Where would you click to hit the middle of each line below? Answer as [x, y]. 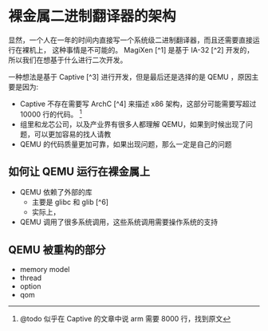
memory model [45, 270]
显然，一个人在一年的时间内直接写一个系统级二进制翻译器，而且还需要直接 [130, 40]
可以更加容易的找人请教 [73, 134]
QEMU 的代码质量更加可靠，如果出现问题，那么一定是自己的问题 [126, 144]
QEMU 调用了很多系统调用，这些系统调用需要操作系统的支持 [118, 222]
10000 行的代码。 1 [51, 113]
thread [31, 278]
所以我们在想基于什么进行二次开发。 [68, 60]
